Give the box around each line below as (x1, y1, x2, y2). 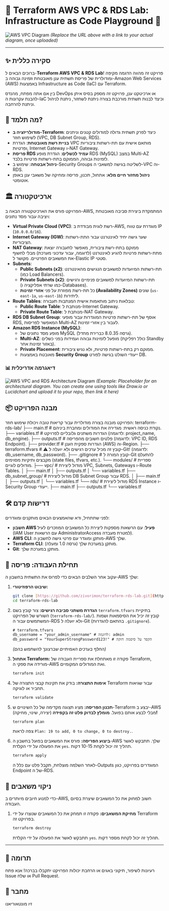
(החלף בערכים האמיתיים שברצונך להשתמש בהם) (12, 646, 107, 652)
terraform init (12, 670, 45, 676)
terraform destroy (12, 825, 51, 831)
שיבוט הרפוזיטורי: (12, 584, 48, 590)
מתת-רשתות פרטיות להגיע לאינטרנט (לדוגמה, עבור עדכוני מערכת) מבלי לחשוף (12, 250, 162, 256)
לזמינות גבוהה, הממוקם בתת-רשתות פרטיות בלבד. (12, 156, 109, 162)
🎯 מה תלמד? (5, 116, 43, 124)
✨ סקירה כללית (5, 56, 51, 65)
